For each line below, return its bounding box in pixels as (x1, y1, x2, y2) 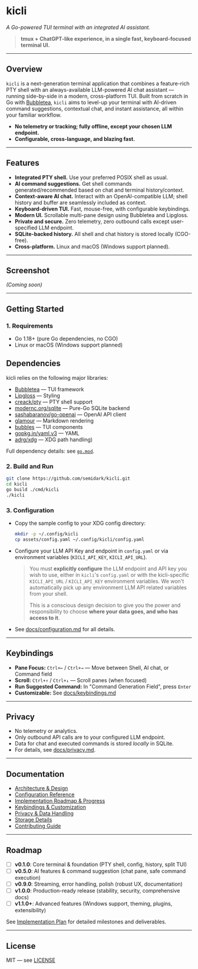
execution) (14, 874, 41, 881)
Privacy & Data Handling (14, 810, 74, 817)
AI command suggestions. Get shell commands (14, 180, 132, 187)
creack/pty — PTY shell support (14, 398, 93, 405)
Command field (14, 670, 52, 677)
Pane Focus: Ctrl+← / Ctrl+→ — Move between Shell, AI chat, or (14, 664, 169, 671)
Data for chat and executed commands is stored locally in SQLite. (14, 740, 174, 747)
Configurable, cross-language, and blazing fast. (14, 135, 136, 143)
